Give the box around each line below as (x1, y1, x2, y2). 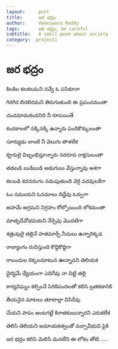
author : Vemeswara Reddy (6, 20, 79, 26)
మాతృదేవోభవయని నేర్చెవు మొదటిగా (6, 217, 83, 224)
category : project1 (6, 37, 58, 43)
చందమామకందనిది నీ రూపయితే (6, 111, 74, 119)
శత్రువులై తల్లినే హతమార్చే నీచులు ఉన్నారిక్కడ (6, 230, 103, 237)
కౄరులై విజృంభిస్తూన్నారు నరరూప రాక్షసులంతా (6, 151, 104, 158)
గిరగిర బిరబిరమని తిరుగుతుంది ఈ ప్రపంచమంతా (6, 98, 108, 105)
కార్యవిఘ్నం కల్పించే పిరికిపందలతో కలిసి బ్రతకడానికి (6, 282, 113, 289)
